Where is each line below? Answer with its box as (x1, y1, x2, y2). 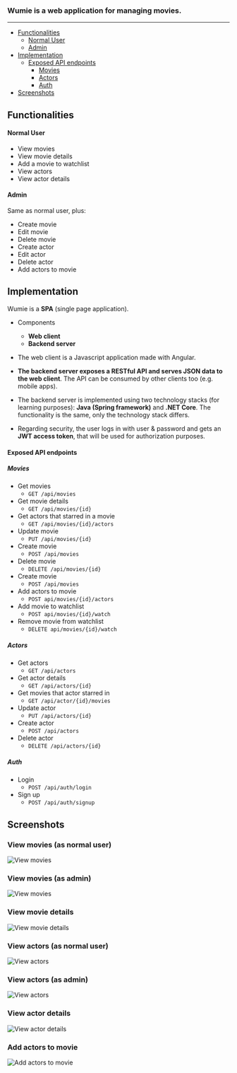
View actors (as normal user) (7, 941, 109, 951)
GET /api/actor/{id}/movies (28, 697, 111, 705)
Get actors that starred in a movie (17, 512, 115, 521)
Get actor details (17, 674, 66, 683)
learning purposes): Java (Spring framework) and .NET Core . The (17, 402, 212, 412)
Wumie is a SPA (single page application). (7, 304, 129, 313)
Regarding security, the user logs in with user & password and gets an (17, 424, 221, 433)
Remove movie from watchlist (17, 617, 104, 626)
